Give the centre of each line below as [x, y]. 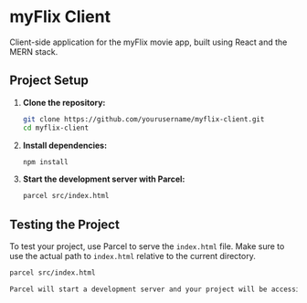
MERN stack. [34, 51]
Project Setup [49, 81]
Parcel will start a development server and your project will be [138, 289]
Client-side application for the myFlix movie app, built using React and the [148, 42]
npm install [45, 162]
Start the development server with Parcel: [104, 179]
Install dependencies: [65, 145]
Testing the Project [65, 224]
